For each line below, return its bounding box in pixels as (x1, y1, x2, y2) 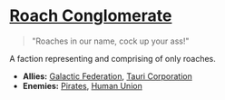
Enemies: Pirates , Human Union (22, 80, 142, 91)
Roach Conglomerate (9, 5, 172, 26)
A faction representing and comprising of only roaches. (9, 53, 216, 64)
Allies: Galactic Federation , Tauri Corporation (22, 70, 192, 82)
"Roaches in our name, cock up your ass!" (31, 35, 190, 46)
